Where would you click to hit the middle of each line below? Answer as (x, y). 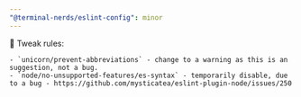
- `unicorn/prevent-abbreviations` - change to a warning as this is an (149, 59)
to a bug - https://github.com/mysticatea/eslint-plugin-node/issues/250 (151, 83)
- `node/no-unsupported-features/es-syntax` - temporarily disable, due (149, 75)
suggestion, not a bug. (54, 67)
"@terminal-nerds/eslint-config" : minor (87, 18)
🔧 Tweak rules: (37, 43)
